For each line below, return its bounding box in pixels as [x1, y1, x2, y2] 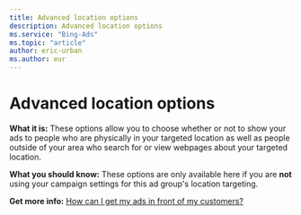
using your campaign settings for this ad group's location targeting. [9, 178, 259, 189]
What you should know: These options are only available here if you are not [9, 168, 292, 179]
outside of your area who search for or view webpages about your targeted [9, 142, 288, 152]
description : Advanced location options [9, 21, 164, 30]
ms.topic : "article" [9, 38, 87, 47]
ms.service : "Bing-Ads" [9, 30, 99, 39]
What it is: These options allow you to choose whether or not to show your [9, 123, 287, 133]
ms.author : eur [9, 55, 66, 64]
